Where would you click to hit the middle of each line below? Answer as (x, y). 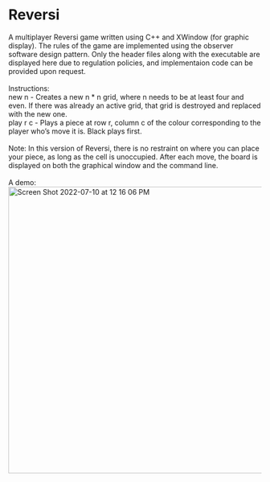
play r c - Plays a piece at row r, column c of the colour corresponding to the (135, 122)
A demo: (22, 182)
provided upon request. (47, 71)
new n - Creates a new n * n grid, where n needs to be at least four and (126, 97)
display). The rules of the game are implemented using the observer (121, 45)
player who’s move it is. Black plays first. (75, 131)
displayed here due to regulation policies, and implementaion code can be (131, 63)
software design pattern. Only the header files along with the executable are (134, 54)
